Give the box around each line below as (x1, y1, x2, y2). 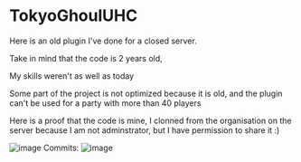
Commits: (43, 142, 80, 153)
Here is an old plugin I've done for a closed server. (9, 35, 197, 46)
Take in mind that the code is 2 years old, (9, 52, 163, 63)
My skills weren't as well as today (9, 70, 135, 81)
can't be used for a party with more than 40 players (9, 97, 202, 109)
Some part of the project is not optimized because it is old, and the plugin (9, 88, 283, 99)
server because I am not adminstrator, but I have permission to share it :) (9, 124, 280, 136)
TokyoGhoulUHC (9, 5, 138, 26)
